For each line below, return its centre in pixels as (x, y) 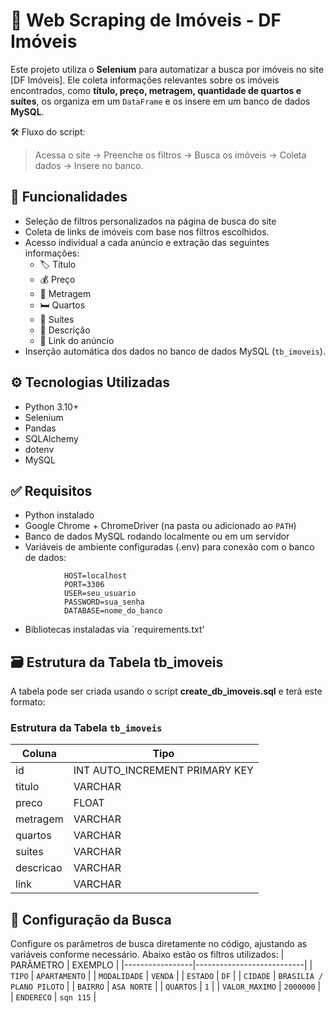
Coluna (39, 754)
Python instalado (59, 515)
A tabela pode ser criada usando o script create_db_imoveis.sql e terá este (166, 691)
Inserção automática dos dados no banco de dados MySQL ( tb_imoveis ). (175, 351)
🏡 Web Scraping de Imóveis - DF (146, 20)
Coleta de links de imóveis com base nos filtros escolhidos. (147, 231)
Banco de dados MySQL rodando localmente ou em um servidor (157, 536)
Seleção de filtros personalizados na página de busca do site (150, 221)
